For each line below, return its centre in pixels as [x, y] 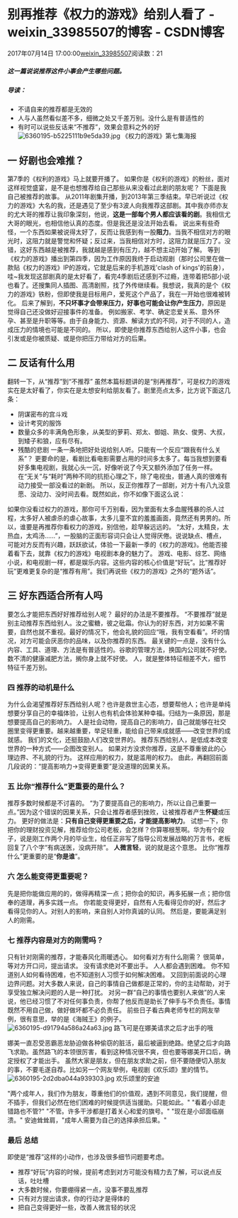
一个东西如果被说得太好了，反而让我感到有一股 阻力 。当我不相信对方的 [122, 232]
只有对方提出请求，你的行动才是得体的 [73, 1199]
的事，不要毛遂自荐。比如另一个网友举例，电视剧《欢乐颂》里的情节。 [110, 1069]
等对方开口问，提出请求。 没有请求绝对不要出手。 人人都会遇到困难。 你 [112, 965]
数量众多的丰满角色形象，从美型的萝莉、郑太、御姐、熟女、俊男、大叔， [123, 432]
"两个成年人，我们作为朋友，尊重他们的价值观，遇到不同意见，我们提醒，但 [118, 1093]
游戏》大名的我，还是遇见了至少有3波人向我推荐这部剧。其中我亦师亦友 [124, 206]
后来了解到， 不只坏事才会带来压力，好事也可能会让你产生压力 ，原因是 [124, 303]
